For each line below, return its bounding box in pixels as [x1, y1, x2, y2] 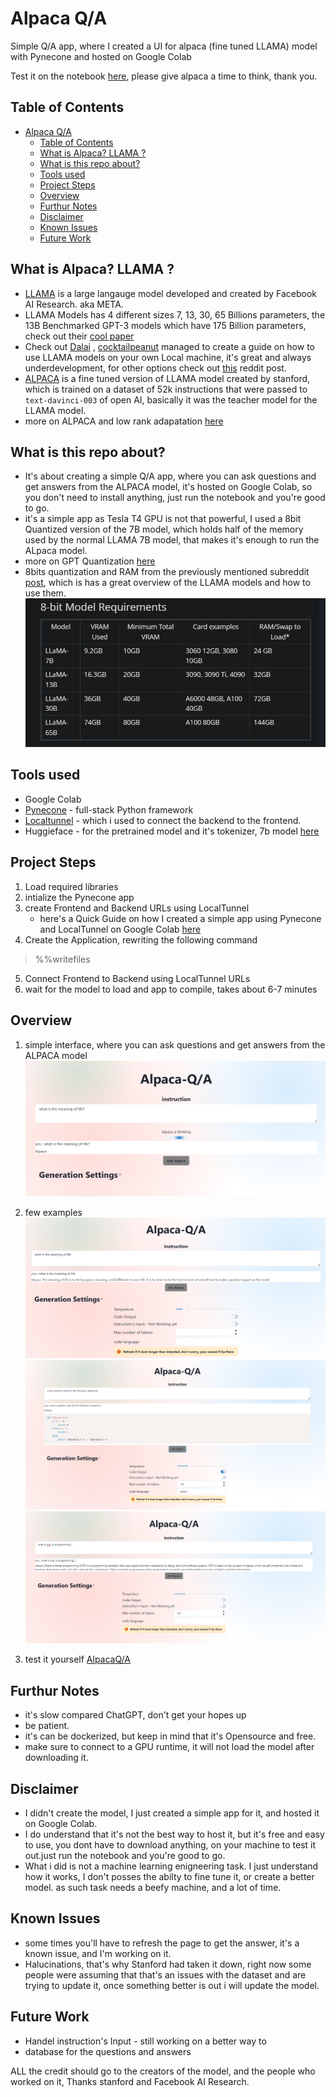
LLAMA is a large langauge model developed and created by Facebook [24, 287, 317, 299]
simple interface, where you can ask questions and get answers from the [24, 1038, 326, 1051]
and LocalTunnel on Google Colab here [39, 923, 202, 935]
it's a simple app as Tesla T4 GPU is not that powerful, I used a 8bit [24, 513, 302, 525]
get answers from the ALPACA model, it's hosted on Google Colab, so [24, 481, 313, 493]
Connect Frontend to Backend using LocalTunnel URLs [24, 972, 251, 984]
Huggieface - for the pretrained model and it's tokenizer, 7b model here [24, 825, 320, 837]
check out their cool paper [24, 330, 135, 342]
